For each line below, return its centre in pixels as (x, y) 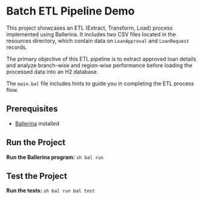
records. (17, 47)
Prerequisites (32, 109)
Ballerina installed (37, 123)
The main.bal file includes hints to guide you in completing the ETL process (100, 83)
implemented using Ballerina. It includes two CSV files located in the (91, 34)
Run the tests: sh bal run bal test (51, 191)
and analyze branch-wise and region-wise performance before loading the (99, 65)
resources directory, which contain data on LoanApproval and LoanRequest (98, 41)
